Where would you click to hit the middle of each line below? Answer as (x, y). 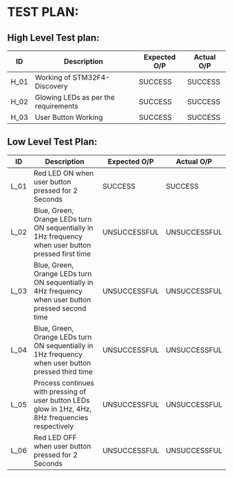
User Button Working (69, 117)
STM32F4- (91, 77)
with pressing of (60, 391)
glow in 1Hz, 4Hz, (63, 408)
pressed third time (63, 372)
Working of (53, 77)
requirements (56, 106)
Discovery (51, 86)
